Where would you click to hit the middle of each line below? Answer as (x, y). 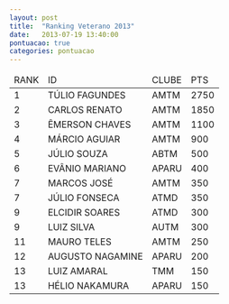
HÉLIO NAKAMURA (89, 286)
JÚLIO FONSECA (84, 198)
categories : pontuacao (52, 51)
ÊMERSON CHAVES (90, 124)
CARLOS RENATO (85, 110)
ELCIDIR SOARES (84, 213)
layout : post (34, 18)
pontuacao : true (40, 43)
